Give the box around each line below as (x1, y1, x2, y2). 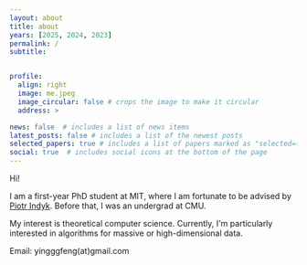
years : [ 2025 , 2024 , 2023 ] (9, 30, 112, 39)
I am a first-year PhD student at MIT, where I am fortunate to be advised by (9, 191, 292, 201)
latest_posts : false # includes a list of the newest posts (9, 131, 244, 140)
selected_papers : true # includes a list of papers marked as (9, 139, 251, 149)
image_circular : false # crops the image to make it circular (17, 97, 259, 106)
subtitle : (9, 48, 48, 57)
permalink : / (9, 38, 59, 48)
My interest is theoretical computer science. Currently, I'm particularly (9, 218, 273, 228)
